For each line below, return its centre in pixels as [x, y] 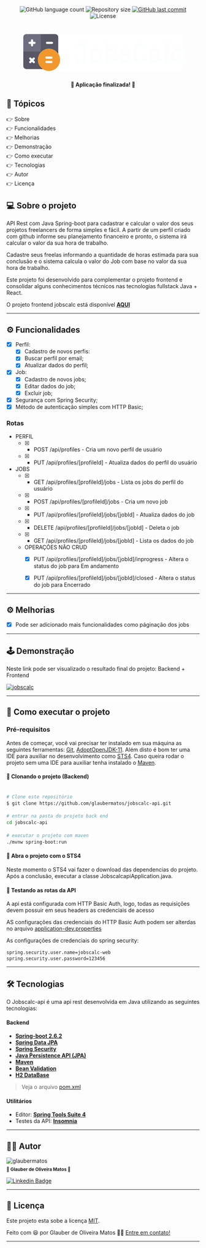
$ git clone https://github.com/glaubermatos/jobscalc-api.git [89, 803]
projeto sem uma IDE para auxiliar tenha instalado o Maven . [81, 762]
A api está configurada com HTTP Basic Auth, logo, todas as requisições [98, 904]
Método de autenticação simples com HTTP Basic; [79, 407]
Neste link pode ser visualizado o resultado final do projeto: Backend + [96, 668]
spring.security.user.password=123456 [56, 959]
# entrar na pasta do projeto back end [57, 816]
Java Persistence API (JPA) [51, 1055]
